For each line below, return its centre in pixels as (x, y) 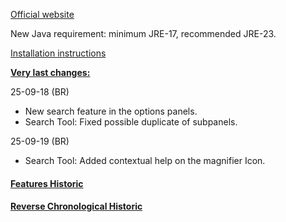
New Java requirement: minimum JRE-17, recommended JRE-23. (143, 33)
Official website (42, 14)
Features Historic (47, 183)
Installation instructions (58, 53)
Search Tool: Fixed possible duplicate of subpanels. (131, 122)
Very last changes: (50, 72)
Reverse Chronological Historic (76, 206)
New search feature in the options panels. (111, 111)
